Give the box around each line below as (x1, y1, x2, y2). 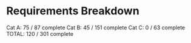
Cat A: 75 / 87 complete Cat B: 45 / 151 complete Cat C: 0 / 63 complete (6, 24, 186, 31)
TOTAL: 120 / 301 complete (6, 30, 74, 37)
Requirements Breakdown (6, 4, 139, 18)
